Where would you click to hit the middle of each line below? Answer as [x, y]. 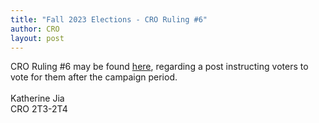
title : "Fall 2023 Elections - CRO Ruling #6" [109, 19]
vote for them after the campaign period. [94, 77]
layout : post [37, 38]
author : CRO [35, 29]
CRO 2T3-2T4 [39, 109]
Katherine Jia [37, 98]
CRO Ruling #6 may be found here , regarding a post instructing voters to [159, 67]
